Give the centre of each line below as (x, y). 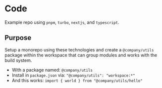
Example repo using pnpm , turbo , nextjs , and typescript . (62, 22)
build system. (18, 60)
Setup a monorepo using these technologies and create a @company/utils (79, 49)
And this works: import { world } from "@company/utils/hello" (77, 80)
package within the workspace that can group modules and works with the (81, 55)
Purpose (18, 38)
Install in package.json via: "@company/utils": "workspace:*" (73, 75)
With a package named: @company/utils (52, 70)
